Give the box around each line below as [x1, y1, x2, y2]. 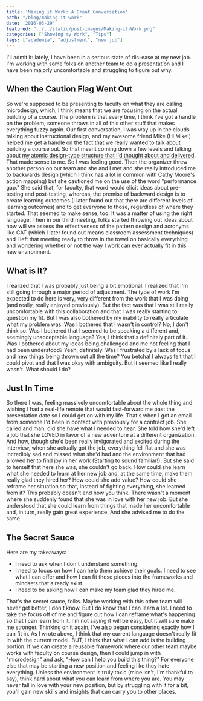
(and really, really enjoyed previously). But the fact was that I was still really [6, 301, 193, 308]
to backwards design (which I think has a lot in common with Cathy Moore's [6, 171, 195, 178]
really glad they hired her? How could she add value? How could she [6, 476, 177, 483]
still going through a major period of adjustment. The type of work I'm [6, 288, 180, 296]
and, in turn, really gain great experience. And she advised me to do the [6, 508, 185, 516]
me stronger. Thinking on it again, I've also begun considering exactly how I [6, 623, 195, 631]
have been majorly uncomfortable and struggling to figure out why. [6, 67, 173, 73]
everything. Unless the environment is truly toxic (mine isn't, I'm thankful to [6, 669, 193, 676]
